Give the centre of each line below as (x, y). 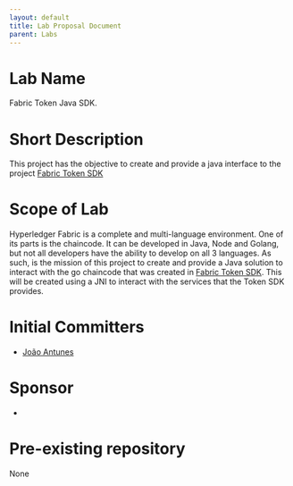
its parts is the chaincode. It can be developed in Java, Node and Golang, (144, 244)
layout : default (39, 17)
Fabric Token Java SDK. (53, 103)
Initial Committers (77, 327)
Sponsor (42, 388)
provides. (27, 291)
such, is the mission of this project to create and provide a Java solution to (146, 263)
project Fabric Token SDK (56, 173)
